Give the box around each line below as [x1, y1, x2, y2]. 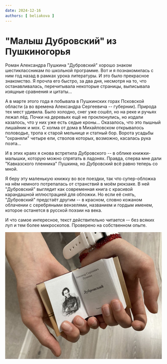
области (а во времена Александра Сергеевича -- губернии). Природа [5, 103, 157, 109]
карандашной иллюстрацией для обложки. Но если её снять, [5, 191, 136, 197]
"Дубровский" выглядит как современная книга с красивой [5, 186, 133, 192]
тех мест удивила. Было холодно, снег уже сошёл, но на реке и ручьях [5, 109, 157, 115]
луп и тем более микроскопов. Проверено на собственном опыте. [5, 222, 147, 228]
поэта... [5, 141, 21, 147]
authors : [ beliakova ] [5, 13, 55, 18]
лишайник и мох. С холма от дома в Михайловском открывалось [5, 125, 144, 131]
